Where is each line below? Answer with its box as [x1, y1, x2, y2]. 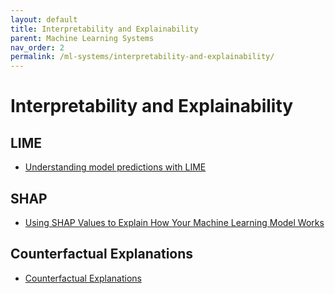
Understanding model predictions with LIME [24, 161, 207, 173]
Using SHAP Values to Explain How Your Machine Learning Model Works [24, 216, 325, 228]
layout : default [10, 14, 78, 25]
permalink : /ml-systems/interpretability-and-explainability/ [10, 52, 275, 62]
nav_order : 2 [10, 42, 65, 53]
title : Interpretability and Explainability [10, 24, 199, 34]
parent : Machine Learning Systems [10, 33, 155, 43]
